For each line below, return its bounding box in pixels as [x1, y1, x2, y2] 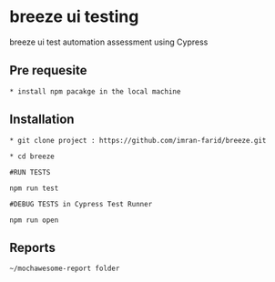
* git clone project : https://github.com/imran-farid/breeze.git [9, 136, 267, 145]
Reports [9, 239, 56, 256]
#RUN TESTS [9, 167, 51, 176]
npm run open [9, 216, 59, 225]
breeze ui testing [9, 6, 139, 27]
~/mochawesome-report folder [9, 264, 120, 274]
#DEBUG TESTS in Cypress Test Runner [9, 199, 153, 208]
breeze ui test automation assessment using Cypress [9, 36, 209, 47]
